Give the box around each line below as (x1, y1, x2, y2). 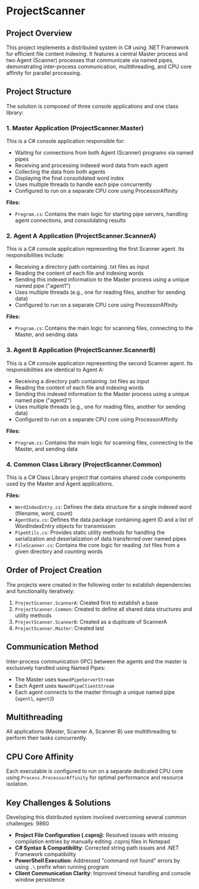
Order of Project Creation (6, 565, 102, 575)
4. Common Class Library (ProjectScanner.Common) (6, 460, 162, 468)
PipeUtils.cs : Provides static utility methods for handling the (14, 529, 166, 536)
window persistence (14, 876, 65, 884)
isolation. (6, 780, 29, 788)
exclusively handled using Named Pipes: (6, 664, 106, 671)
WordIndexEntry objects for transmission (14, 523, 116, 529)
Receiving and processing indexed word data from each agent (14, 162, 169, 169)
